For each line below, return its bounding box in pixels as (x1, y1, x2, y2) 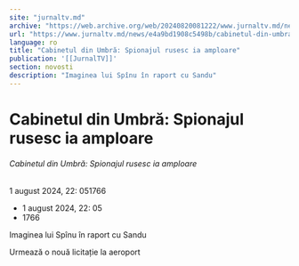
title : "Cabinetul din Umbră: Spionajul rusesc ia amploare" (9, 46, 241, 55)
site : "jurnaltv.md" (9, 12, 86, 22)
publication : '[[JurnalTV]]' (9, 54, 117, 63)
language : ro (9, 37, 58, 47)
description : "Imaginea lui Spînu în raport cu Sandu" (9, 71, 217, 80)
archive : (9, 21, 42, 30)
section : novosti (9, 63, 74, 72)
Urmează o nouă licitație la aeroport (9, 246, 141, 258)
